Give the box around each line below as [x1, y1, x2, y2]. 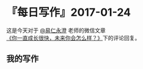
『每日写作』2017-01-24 [6, 5, 131, 19]
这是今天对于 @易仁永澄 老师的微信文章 [6, 27, 106, 34]
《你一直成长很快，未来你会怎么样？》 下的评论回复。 [6, 34, 141, 41]
